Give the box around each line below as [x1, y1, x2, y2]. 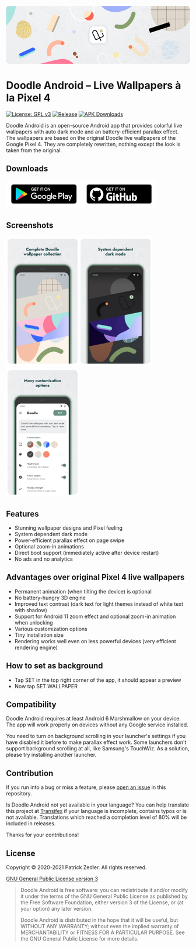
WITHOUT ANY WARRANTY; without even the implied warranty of [20, 923, 179, 930]
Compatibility [6, 699, 57, 710]
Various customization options [14, 625, 87, 632]
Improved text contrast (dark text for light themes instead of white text [14, 600, 184, 608]
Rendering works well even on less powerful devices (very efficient [14, 637, 176, 644]
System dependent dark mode [14, 531, 88, 538]
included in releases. [6, 820, 56, 827]
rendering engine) [14, 644, 58, 651]
